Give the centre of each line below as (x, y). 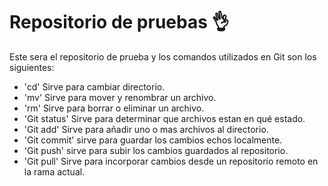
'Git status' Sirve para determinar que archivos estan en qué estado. (164, 118)
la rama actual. (54, 171)
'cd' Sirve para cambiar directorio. (94, 86)
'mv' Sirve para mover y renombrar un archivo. (120, 97)
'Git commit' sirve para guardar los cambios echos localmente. (153, 140)
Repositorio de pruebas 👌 (119, 22)
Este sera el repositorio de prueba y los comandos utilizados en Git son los (163, 56)
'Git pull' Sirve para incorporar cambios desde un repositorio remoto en (171, 161)
